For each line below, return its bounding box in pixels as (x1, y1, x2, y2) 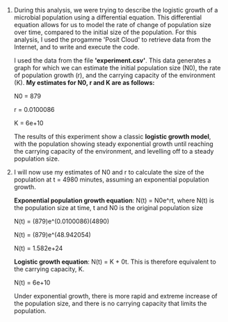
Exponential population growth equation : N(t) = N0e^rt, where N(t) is (13, 196, 214, 204)
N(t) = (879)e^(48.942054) (13, 231, 92, 239)
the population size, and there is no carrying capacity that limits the (13, 299, 207, 307)
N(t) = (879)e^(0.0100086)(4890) (13, 217, 110, 225)
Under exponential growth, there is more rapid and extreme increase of (13, 292, 218, 300)
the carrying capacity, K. (13, 265, 85, 273)
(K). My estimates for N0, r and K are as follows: (13, 79, 155, 86)
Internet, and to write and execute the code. (13, 43, 140, 51)
